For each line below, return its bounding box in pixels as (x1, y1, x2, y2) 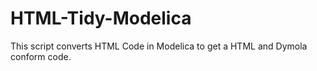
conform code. (10, 50, 72, 62)
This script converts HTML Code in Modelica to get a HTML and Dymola (10, 40, 308, 52)
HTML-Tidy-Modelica (10, 7, 192, 30)
